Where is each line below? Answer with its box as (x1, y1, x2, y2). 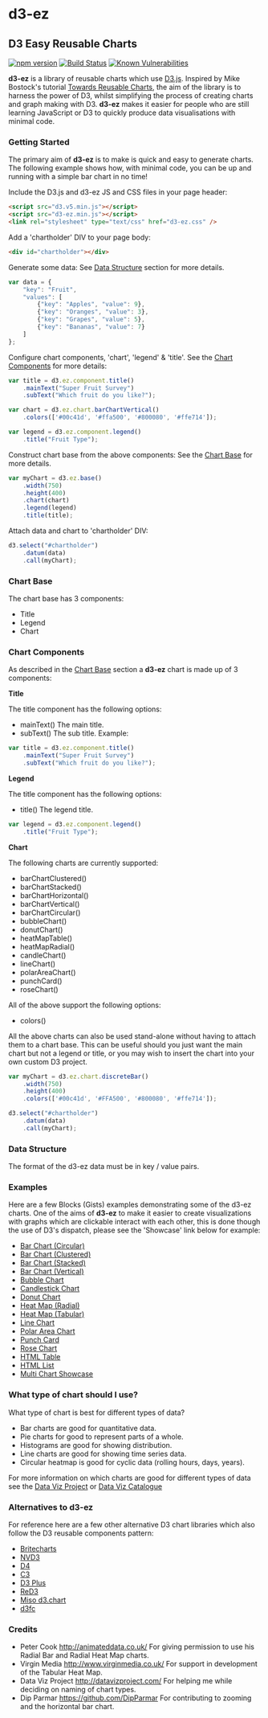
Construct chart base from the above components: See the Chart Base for (8, 449, 253, 459)
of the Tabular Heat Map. (19, 1667, 103, 1677)
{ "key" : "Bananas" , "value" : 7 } (37, 323, 146, 331)
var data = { (8, 278, 52, 286)
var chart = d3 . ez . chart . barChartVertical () (8, 406, 160, 414)
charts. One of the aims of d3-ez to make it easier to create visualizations (8, 1208, 252, 1218)
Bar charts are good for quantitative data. (19, 1423, 156, 1433)
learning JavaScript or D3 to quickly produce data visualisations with (8, 108, 236, 117)
